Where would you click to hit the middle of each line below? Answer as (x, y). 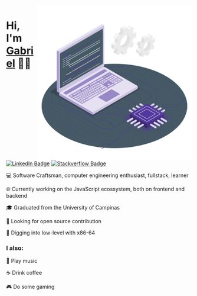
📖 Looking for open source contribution (54, 221)
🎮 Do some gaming (30, 287)
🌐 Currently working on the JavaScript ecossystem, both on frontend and (95, 189)
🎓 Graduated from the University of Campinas (63, 207)
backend (17, 196)
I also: (15, 248)
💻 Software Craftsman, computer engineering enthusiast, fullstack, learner (97, 175)
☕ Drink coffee (24, 273)
